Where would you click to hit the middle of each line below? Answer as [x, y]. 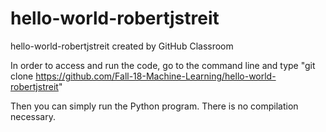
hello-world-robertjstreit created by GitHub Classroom [122, 46]
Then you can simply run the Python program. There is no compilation [154, 106]
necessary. [33, 116]
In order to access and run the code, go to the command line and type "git [163, 65]
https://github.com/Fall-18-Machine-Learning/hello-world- [156, 76]
